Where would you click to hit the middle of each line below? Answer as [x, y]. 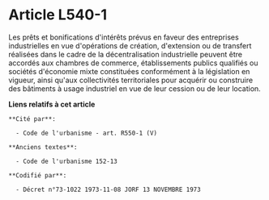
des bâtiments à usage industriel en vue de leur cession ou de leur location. [134, 88]
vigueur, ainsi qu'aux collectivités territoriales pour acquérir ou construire [131, 80]
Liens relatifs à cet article [52, 104]
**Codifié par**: [38, 175]
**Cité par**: [32, 119]
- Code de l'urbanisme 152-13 [66, 161]
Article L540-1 [58, 15]
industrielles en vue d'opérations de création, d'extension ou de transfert [130, 45]
